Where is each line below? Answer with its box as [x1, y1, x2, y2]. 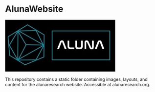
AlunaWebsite [5, 3, 64, 15]
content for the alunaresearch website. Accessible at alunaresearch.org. [5, 81, 151, 87]
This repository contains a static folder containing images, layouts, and [5, 76, 148, 82]
